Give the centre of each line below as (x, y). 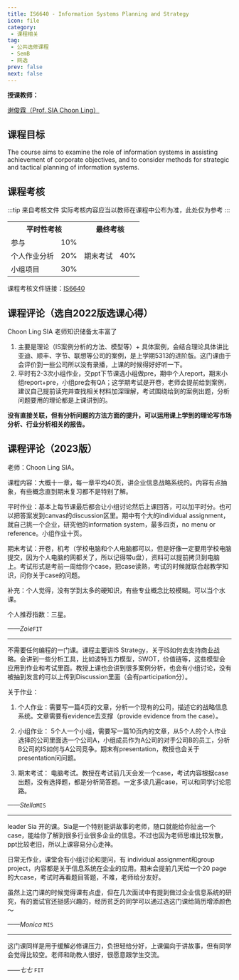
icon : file (23, 21)
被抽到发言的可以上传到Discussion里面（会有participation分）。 (100, 676)
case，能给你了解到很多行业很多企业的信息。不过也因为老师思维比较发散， (117, 835)
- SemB (20, 54)
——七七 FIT (26, 969)
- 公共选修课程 (30, 47)
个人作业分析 (33, 256)
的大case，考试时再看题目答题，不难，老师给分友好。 (86, 877)
